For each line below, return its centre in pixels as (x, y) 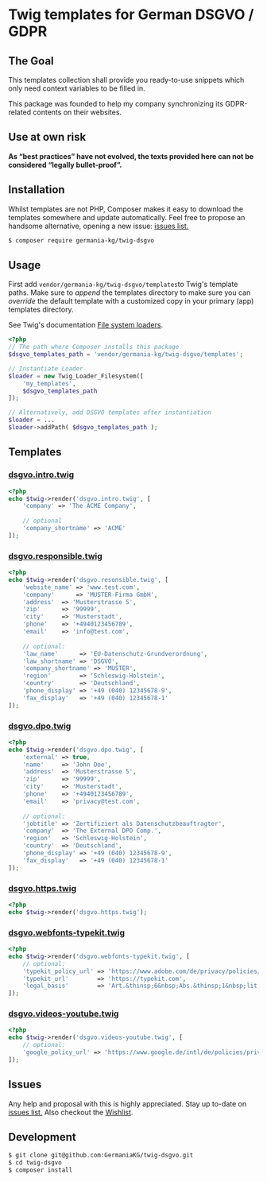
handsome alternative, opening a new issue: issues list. (99, 226)
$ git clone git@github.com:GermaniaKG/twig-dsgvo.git (101, 1155)
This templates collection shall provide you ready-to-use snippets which (126, 80)
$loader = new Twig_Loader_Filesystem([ (76, 376)
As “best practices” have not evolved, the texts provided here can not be (131, 156)
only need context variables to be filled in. (77, 88)
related (20, 112)
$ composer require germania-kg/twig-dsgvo (81, 240)
